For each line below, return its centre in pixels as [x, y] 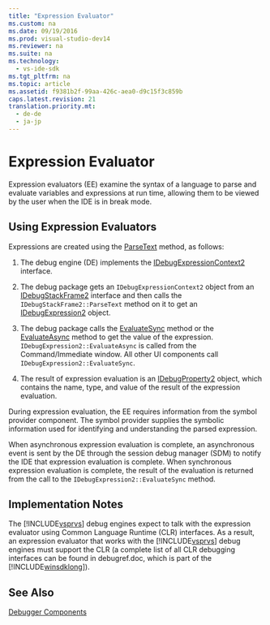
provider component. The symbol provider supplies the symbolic [116, 420]
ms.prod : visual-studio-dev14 [60, 39]
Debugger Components [48, 612]
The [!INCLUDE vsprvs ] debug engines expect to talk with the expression [130, 524]
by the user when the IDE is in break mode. [80, 201]
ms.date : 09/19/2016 [43, 31]
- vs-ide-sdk [38, 69]
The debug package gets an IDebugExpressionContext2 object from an [137, 287]
